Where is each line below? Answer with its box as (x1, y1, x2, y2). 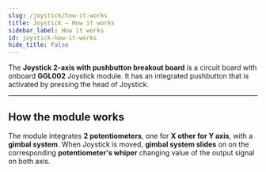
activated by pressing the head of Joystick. (8, 80, 149, 90)
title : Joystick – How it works (8, 19, 115, 27)
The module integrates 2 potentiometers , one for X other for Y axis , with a (8, 131, 253, 140)
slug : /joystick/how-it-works (8, 11, 108, 20)
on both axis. (8, 156, 51, 166)
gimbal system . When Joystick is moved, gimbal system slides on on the (8, 140, 249, 149)
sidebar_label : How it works (8, 26, 104, 34)
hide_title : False (8, 41, 69, 49)
